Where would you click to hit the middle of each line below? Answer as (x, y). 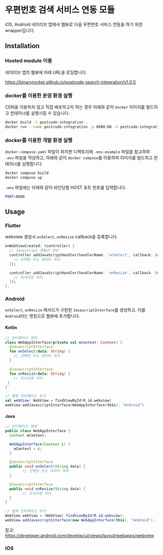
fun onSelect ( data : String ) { (40, 351)
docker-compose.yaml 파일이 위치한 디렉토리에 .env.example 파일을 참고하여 (78, 152)
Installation (22, 46)
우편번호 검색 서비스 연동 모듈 (60, 10)
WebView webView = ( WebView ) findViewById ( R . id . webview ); (65, 516)
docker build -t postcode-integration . (47, 122)
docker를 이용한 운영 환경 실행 (39, 95)
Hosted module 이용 (29, 61)
